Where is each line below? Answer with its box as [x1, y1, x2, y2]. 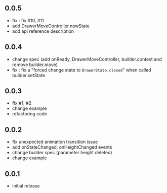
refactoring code [12, 111, 48, 117]
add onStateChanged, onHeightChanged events [12, 144, 112, 150]
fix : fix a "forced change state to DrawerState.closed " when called [12, 67, 151, 73]
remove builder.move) [12, 61, 58, 68]
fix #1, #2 [12, 100, 31, 106]
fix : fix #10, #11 [12, 17, 44, 23]
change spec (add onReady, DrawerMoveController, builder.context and [12, 56, 162, 62]
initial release [12, 183, 40, 189]
